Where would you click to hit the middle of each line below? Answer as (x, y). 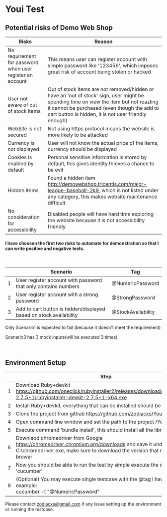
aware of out (22, 105)
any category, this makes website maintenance (102, 197)
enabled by (21, 163)
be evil (55, 170)
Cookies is (20, 157)
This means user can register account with (97, 59)
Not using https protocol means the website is (101, 129)
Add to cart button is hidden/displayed (60, 309)
